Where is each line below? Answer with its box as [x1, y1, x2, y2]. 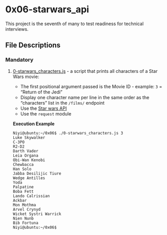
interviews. [5, 26, 29, 32]
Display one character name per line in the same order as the [20, 94, 150, 101]
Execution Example [12, 121, 55, 127]
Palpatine [12, 184, 34, 189]
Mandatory [5, 56, 34, 64]
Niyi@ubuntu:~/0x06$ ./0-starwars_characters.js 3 [12, 130, 123, 135]
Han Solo [12, 166, 32, 171]
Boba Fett [12, 189, 34, 194]
